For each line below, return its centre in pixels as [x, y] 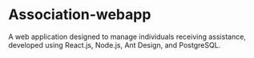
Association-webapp [80, 15]
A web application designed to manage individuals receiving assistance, [127, 37]
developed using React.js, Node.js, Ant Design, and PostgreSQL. [115, 44]
